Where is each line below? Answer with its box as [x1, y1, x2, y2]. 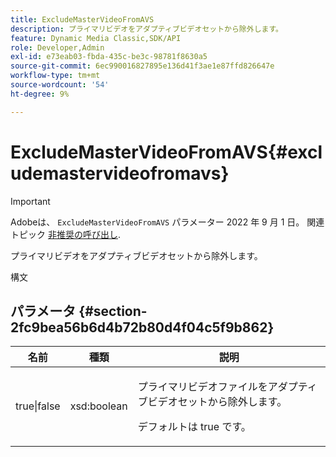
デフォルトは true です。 [137, 420, 252, 434]
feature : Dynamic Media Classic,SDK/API [10, 33, 182, 43]
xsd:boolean [69, 399, 128, 413]
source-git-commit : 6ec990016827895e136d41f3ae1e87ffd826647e [10, 61, 275, 71]
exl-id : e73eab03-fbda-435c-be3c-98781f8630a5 [10, 52, 208, 62]
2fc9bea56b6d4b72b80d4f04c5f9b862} [10, 319, 275, 336]
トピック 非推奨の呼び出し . [10, 228, 121, 240]
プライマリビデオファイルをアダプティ [137, 380, 318, 394]
